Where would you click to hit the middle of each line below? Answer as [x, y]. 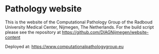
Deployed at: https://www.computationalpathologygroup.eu [64, 46]
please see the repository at [33, 32]
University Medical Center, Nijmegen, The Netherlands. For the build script [79, 27]
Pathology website [43, 9]
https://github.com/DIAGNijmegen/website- [105, 32]
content [13, 37]
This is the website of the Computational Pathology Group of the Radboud [79, 22]
